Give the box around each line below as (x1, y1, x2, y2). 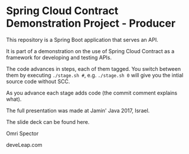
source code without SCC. (6, 78, 70, 85)
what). (6, 96, 22, 103)
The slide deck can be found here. (6, 118, 90, 125)
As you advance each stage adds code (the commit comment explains (6, 89, 178, 96)
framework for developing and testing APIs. (6, 54, 112, 61)
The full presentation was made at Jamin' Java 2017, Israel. (6, 107, 150, 114)
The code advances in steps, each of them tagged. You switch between (6, 65, 181, 72)
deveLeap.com (6, 141, 43, 148)
